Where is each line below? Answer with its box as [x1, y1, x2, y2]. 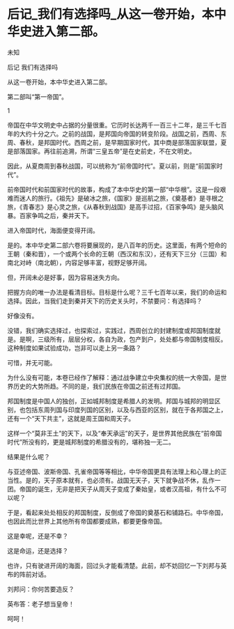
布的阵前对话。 [7, 570, 50, 578]
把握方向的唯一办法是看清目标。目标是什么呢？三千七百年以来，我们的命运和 [7, 288, 227, 296]
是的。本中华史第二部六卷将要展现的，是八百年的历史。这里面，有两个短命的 [7, 241, 227, 249]
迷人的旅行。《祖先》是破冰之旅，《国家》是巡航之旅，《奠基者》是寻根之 [19, 194, 224, 202]
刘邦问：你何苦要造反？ [7, 584, 75, 593]
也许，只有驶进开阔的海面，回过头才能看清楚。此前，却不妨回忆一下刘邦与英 [7, 561, 227, 570]
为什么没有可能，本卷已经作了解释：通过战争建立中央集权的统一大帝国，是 [7, 373, 221, 382]
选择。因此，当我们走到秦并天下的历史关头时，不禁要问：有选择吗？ [7, 297, 203, 305]
